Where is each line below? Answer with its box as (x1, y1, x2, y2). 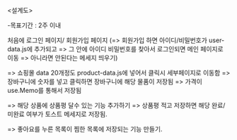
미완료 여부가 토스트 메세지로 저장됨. (7, 110, 108, 118)
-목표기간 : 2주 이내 (7, 21, 62, 30)
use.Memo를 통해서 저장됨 (7, 87, 82, 94)
